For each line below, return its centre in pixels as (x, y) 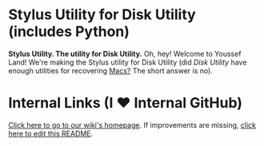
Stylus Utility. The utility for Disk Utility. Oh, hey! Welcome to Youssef (125, 53)
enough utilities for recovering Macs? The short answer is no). (111, 70)
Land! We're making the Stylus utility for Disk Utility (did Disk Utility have (128, 62)
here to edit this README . (51, 133)
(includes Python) (69, 32)
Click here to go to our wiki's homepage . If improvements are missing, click (132, 124)
